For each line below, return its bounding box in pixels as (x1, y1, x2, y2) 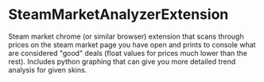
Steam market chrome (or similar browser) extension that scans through (8, 32, 244, 41)
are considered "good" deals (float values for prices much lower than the (8, 48, 248, 58)
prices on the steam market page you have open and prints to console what (8, 39, 256, 49)
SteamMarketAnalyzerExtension (8, 6, 229, 24)
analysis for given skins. (8, 65, 87, 74)
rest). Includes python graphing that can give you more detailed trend (8, 57, 236, 66)
